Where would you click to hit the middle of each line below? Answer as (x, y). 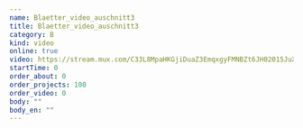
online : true (34, 51)
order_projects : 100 (48, 85)
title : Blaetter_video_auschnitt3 (74, 26)
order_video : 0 (38, 93)
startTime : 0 (34, 69)
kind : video (32, 43)
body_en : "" (32, 110)
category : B (32, 34)
